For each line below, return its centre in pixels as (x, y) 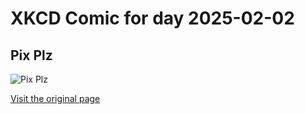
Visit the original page (55, 98)
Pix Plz (31, 55)
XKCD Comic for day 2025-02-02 (152, 18)
